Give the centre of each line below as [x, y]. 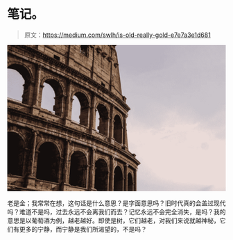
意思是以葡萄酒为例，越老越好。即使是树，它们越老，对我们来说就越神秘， [113, 221]
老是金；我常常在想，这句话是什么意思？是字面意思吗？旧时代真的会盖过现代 [116, 203]
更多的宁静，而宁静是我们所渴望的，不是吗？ [83, 229]
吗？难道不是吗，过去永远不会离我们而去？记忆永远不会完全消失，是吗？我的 [116, 211]
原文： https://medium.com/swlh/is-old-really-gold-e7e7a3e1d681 [118, 35]
